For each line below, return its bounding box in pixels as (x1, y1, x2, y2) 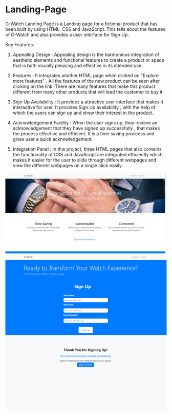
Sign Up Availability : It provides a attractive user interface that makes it (12, 99, 164, 105)
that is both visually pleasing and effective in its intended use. (12, 62, 143, 68)
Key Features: (5, 41, 34, 47)
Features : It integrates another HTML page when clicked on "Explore (12, 72, 159, 78)
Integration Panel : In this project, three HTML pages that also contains (12, 146, 162, 152)
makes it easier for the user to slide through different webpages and (12, 157, 157, 163)
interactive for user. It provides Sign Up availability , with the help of (12, 104, 156, 110)
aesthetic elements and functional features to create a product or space (12, 57, 165, 63)
